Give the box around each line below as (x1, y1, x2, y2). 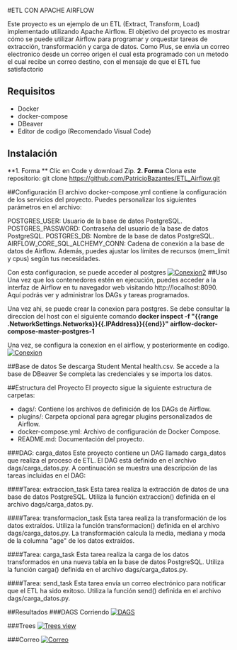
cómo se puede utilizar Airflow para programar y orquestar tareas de (7, 35, 208, 43)
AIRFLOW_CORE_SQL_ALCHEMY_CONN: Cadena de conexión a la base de (7, 239, 225, 248)
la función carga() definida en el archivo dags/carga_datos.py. (7, 565, 188, 573)
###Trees (7, 621, 36, 630)
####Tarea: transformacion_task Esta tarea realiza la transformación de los (7, 514, 227, 522)
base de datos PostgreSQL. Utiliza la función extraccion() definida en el (7, 492, 216, 501)
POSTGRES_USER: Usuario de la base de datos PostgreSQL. (7, 216, 183, 225)
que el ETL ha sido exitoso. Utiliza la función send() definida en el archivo (7, 586, 221, 595)
